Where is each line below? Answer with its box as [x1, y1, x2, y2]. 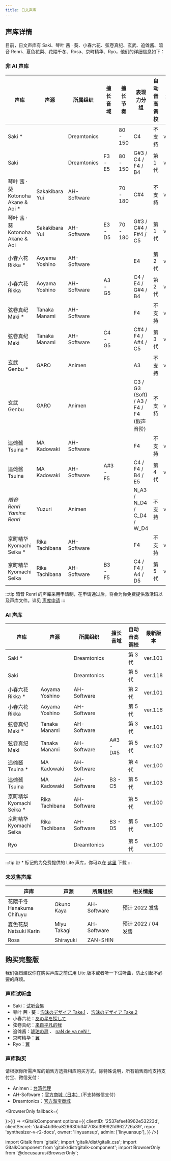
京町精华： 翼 [12, 1035, 40, 1041]
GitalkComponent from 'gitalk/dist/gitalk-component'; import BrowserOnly [5, 1144, 161, 1150]
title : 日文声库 [5, 7, 37, 13]
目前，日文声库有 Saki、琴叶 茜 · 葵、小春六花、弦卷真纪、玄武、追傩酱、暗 [5, 42, 163, 49]
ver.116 [144, 706, 163, 713]
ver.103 [144, 779, 163, 787]
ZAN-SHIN [87, 936, 113, 944]
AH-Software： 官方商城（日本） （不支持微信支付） [12, 1091, 119, 1098]
